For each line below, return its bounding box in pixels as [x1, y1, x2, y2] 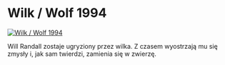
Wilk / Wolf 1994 [7, 5, 107, 21]
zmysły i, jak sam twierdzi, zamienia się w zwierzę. [7, 49, 157, 58]
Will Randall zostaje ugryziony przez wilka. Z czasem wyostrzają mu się [7, 42, 218, 50]
